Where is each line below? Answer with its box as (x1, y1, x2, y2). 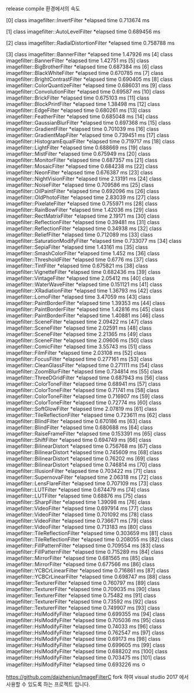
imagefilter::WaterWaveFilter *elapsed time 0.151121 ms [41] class (6, 281, 162, 288)
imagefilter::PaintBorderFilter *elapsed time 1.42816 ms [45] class (6, 306, 165, 313)
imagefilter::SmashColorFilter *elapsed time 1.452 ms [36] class (6, 250, 160, 256)
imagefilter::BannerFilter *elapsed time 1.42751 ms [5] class (6, 57, 150, 64)
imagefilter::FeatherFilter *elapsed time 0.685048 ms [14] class (6, 113, 159, 120)
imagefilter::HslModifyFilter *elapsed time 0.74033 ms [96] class (6, 623, 162, 630)
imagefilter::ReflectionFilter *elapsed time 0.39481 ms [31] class (6, 219, 160, 225)
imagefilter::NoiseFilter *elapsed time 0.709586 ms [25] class (6, 181, 154, 188)
